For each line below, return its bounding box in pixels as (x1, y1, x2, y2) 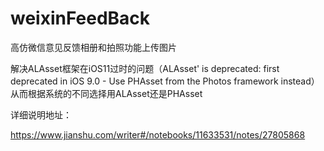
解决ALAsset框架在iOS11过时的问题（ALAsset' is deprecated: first (10, 62, 280, 74)
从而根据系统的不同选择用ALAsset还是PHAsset (10, 87, 203, 99)
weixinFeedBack (10, 7, 151, 30)
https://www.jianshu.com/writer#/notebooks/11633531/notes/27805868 (10, 128, 306, 141)
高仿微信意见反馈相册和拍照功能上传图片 (10, 41, 177, 53)
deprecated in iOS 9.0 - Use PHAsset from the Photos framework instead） (10, 75, 320, 87)
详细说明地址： (10, 108, 72, 121)
